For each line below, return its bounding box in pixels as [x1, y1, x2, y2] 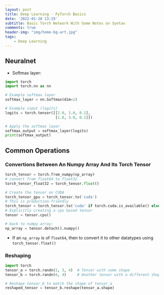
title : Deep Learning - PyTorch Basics [5, 12, 86, 17]
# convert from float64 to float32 [5, 177, 78, 181]
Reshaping [5, 252, 31, 259]
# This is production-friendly [5, 199, 69, 204]
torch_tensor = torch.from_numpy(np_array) [5, 172, 95, 177]
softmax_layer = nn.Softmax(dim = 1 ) [5, 97, 78, 102]
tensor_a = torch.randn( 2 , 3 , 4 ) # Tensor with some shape [5, 268, 130, 273]
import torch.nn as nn [5, 84, 51, 89]
